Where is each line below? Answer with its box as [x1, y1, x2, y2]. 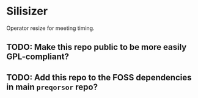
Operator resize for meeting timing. [6, 24, 95, 32]
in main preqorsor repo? [6, 82, 98, 92]
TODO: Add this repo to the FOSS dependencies [6, 72, 192, 83]
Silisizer [6, 4, 48, 18]
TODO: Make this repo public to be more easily [6, 42, 187, 52]
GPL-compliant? [6, 52, 69, 62]
